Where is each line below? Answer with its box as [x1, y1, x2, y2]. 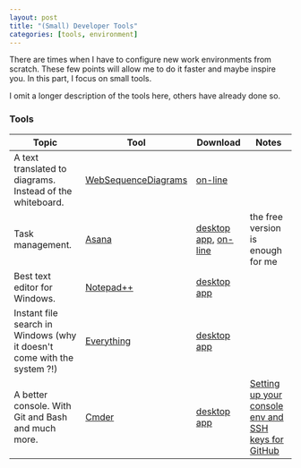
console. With [13, 399, 72, 412]
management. [13, 238, 72, 251]
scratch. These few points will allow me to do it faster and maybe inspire [9, 64, 276, 74]
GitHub [249, 444, 279, 456]
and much [13, 421, 56, 434]
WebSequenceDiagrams [84, 174, 188, 186]
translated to [13, 162, 67, 174]
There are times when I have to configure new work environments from [9, 55, 271, 65]
